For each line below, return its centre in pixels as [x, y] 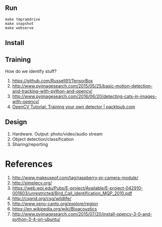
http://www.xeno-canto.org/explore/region [55, 204]
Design [16, 122]
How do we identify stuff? [31, 71]
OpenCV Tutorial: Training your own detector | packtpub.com [73, 107]
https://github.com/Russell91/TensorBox [52, 81]
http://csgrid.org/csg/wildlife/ [42, 198]
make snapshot [20, 23]
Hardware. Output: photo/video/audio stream [57, 134]
